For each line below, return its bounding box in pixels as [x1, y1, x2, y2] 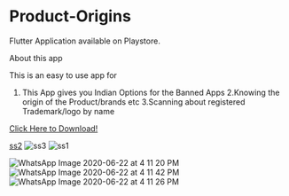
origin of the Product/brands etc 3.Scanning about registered [21, 96, 246, 107]
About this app [9, 52, 64, 63]
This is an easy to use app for [9, 69, 118, 81]
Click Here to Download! [9, 122, 98, 134]
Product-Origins [9, 6, 131, 27]
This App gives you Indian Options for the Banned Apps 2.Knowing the [21, 87, 280, 98]
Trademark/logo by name [21, 106, 115, 116]
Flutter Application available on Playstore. [9, 35, 161, 46]
